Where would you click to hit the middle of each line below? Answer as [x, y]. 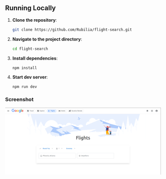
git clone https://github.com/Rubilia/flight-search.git [72, 30]
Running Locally [30, 8]
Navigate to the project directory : [47, 39]
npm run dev [24, 87]
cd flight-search [30, 49]
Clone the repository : [35, 20]
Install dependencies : [35, 58]
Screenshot [19, 100]
